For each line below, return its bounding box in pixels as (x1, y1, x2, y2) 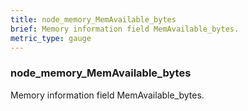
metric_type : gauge (10, 33, 92, 43)
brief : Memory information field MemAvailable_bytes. (10, 24, 240, 34)
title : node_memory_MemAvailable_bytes (10, 14, 177, 25)
